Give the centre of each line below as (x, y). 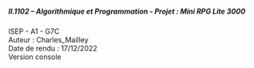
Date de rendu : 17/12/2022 (53, 48)
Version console (35, 57)
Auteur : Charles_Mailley (49, 39)
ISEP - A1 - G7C (34, 31)
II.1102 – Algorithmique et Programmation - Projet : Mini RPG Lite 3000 (127, 11)
